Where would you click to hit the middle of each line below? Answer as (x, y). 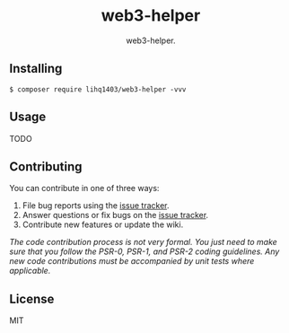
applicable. (30, 271)
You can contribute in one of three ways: (84, 188)
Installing (36, 69)
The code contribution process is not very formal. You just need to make (144, 242)
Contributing (46, 166)
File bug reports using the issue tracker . (96, 206)
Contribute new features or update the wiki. (103, 224)
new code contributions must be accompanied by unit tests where (132, 261)
